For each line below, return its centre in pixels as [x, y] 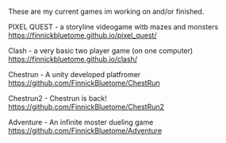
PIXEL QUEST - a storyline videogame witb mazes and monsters [113, 27]
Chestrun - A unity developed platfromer [75, 74]
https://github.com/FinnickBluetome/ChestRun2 [86, 107]
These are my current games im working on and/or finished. [106, 12]
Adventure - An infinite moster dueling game [81, 122]
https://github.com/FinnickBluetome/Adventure [85, 131]
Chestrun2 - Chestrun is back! [57, 98]
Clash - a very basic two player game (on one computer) [101, 50]
